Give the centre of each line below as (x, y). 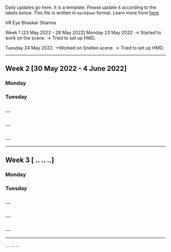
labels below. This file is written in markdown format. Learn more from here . (83, 13)
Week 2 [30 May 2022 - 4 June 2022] (66, 69)
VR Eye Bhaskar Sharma (31, 23)
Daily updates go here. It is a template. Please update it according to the (81, 7)
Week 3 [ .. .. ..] (30, 160)
